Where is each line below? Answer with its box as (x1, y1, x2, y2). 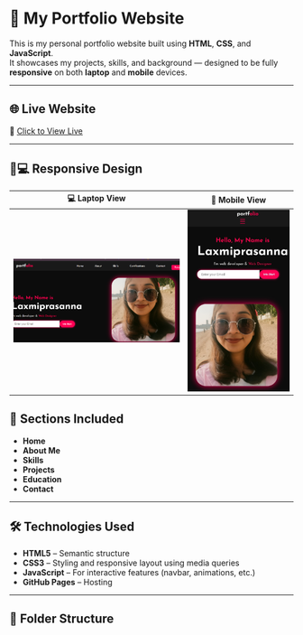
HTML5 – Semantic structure (22, 547, 131, 558)
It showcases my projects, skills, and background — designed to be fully (9, 57, 279, 68)
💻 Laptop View (67, 193, 126, 204)
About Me (22, 444, 61, 455)
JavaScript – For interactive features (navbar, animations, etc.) (22, 566, 256, 577)
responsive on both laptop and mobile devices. (9, 67, 188, 78)
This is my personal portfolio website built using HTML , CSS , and (9, 38, 252, 49)
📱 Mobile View (210, 194, 267, 205)
